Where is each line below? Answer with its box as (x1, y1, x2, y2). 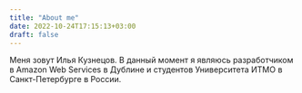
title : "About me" (9, 13, 79, 23)
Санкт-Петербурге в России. (9, 74, 122, 85)
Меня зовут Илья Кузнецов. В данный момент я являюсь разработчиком (9, 55, 294, 66)
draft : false (9, 30, 59, 39)
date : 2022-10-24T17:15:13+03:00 (9, 22, 136, 31)
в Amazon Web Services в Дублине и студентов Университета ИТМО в (9, 64, 283, 75)
